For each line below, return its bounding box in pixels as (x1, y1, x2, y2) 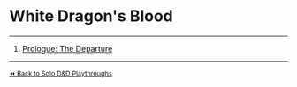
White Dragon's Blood (9, 6, 174, 26)
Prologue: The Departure (21, 43, 113, 54)
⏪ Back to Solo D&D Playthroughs (9, 69, 112, 78)
